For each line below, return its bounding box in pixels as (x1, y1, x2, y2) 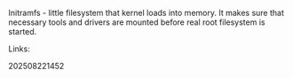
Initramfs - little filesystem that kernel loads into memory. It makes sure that (8, 8, 285, 18)
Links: (8, 43, 30, 54)
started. (8, 27, 37, 36)
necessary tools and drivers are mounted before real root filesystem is (8, 17, 265, 27)
